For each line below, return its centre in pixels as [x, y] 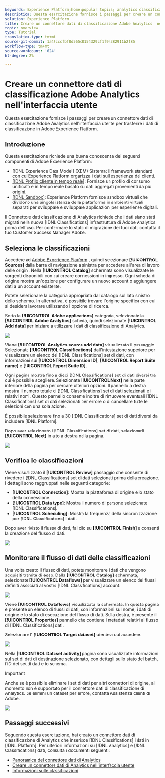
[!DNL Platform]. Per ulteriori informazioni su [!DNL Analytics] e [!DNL [75, 746]
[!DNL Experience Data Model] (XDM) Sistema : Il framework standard [82, 171]
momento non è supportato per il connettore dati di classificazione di [75, 688]
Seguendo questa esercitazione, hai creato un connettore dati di [70, 735]
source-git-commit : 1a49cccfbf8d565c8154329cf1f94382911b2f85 [70, 42]
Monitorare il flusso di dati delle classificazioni [78, 558]
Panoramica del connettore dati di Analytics [56, 760]
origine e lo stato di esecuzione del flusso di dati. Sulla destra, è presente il [81, 614]
